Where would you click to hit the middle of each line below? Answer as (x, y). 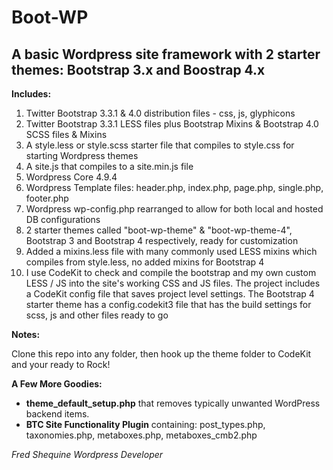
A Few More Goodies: (57, 384)
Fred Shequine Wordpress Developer (87, 454)
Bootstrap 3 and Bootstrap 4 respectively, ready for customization (162, 240)
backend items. (57, 414)
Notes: (26, 334)
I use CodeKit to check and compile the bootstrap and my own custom (171, 272)
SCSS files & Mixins (66, 134)
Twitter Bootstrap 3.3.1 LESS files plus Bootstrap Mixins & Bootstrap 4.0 (172, 124)
